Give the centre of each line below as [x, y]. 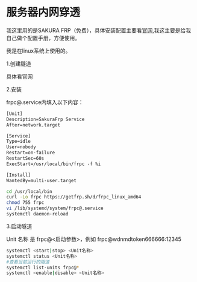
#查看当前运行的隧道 [28, 262]
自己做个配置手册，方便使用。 [43, 38]
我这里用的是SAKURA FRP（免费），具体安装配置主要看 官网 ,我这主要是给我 [99, 30]
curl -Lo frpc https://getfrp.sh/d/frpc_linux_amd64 [74, 197]
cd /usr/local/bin [29, 191]
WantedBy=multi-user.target [42, 180]
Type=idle [19, 142]
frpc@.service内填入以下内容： [45, 102]
